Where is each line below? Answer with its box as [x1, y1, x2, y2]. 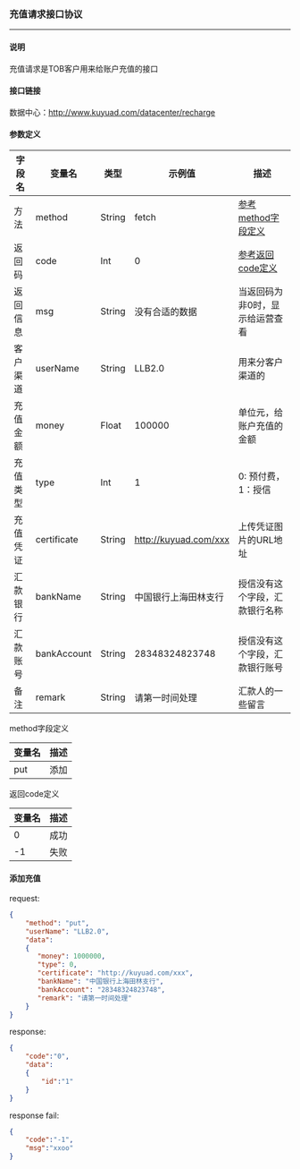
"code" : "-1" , [25, 1135, 74, 1145]
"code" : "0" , [25, 1052, 70, 1062]
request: [9, 893, 40, 904]
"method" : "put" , [25, 918, 90, 927]
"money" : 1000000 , [37, 951, 105, 961]
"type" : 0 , [37, 960, 78, 969]
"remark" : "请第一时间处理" [37, 994, 132, 1003]
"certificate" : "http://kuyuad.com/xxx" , [37, 968, 194, 977]
